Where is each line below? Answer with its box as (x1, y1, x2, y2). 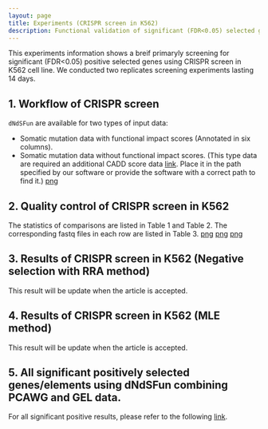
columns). (19, 142, 53, 152)
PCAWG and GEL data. (8, 391, 122, 404)
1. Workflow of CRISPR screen (8, 97, 160, 110)
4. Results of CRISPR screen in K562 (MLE (8, 309, 221, 323)
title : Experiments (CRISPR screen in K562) (8, 19, 159, 27)
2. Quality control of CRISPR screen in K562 (8, 199, 230, 213)
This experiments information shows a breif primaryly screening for (8, 49, 230, 58)
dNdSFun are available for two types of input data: (8, 118, 169, 128)
